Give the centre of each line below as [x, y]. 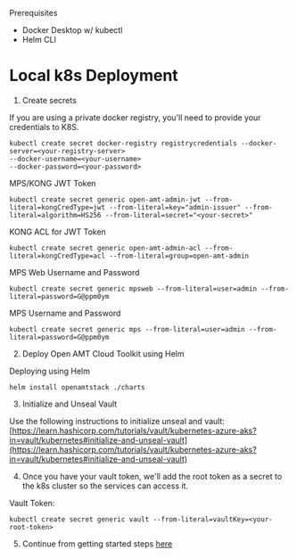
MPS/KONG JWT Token [53, 183]
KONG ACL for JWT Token [58, 232]
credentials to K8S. [44, 127]
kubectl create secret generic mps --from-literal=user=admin [127, 329]
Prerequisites [33, 13]
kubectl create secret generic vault [79, 519]
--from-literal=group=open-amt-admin [179, 256]
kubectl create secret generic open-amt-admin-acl [105, 248]
